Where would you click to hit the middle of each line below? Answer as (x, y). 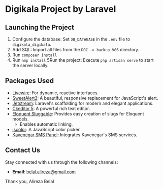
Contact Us (23, 150)
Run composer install (34, 55)
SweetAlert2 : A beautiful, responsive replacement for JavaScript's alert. (85, 98)
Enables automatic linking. (46, 124)
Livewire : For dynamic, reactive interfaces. (55, 93)
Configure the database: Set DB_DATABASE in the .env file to (71, 39)
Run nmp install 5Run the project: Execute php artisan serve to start (83, 60)
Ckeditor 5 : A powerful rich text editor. (51, 108)
